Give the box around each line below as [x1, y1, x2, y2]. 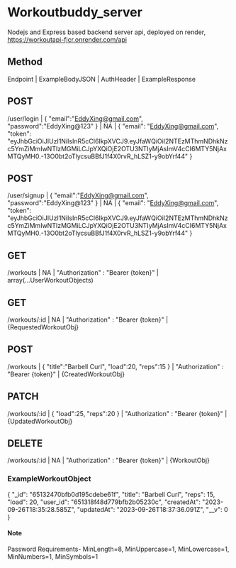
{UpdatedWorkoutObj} [7, 417, 73, 425]
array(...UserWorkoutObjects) [7, 276, 94, 285]
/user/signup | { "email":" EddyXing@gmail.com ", [7, 191, 149, 200]
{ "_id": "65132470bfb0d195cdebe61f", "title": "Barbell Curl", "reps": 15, [7, 490, 215, 498]
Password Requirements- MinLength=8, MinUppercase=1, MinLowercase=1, [7, 545, 230, 553]
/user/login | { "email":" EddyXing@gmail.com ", [7, 114, 144, 123]
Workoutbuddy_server [7, 4, 143, 21]
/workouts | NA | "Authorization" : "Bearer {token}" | [7, 268, 159, 277]
